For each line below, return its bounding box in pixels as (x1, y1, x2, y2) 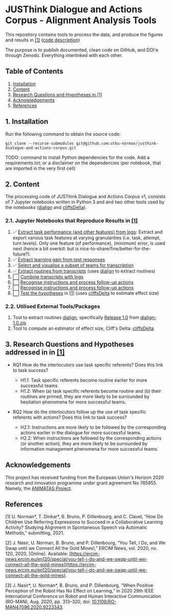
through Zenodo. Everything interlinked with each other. (5, 52, 123, 58)
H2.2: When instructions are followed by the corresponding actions (20, 435, 162, 441)
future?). (12, 251, 31, 257)
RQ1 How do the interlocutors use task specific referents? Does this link (12, 362, 163, 368)
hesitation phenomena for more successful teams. (20, 398, 126, 405)
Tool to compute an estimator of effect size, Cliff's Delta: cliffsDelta (12, 325, 154, 331)
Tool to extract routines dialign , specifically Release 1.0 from (12, 314, 139, 321)
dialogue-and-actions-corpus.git (5, 145, 77, 151)
